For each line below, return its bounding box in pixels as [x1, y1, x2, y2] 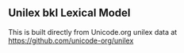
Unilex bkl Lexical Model [8, 6, 131, 20]
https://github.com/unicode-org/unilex [8, 36, 134, 45]
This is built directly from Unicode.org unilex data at [8, 27, 178, 36]
